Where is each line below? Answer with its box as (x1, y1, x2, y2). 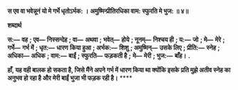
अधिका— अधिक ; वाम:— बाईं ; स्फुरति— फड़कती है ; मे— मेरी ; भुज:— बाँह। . (7, 51, 191, 60)
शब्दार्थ (7, 21, 22, 29)
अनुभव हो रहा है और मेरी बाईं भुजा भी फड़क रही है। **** (7, 74, 133, 82)
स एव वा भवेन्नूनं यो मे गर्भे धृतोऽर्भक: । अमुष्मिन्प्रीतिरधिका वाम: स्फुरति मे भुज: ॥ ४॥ (7, 7, 189, 15)
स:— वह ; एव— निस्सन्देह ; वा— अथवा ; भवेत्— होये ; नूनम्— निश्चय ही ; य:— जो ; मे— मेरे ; (7, 36, 226, 44)
